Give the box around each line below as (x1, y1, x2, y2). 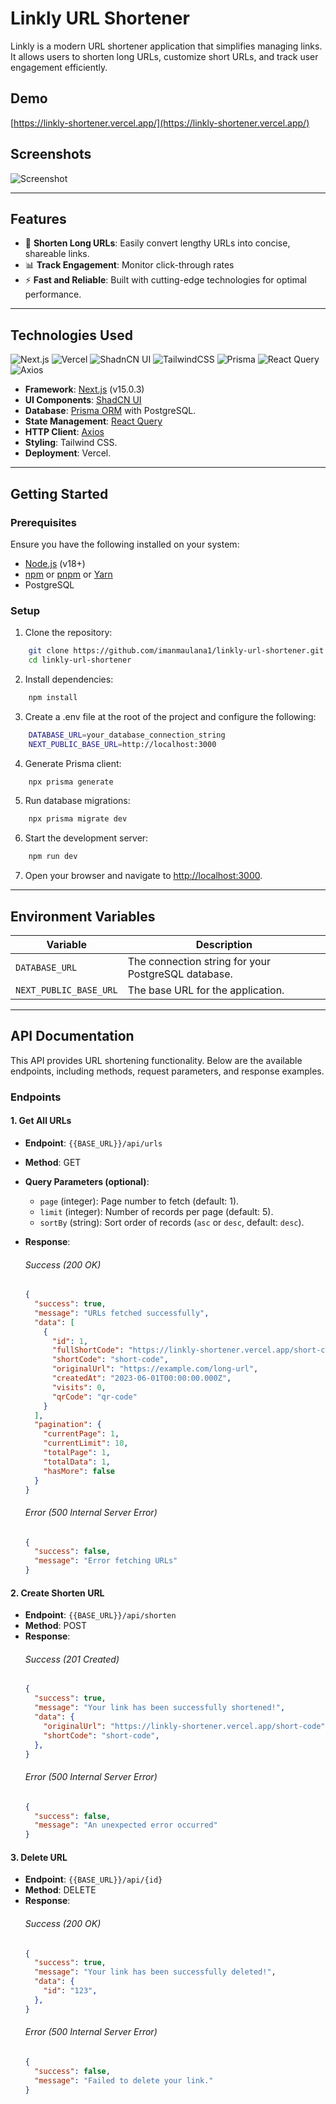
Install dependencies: (24, 673, 114, 685)
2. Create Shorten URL (10, 1587, 105, 1599)
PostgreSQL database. (127, 967, 233, 981)
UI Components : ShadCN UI (24, 394, 142, 406)
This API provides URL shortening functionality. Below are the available (10, 1054, 303, 1066)
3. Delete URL (10, 1851, 68, 1863)
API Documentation (10, 1028, 135, 1045)
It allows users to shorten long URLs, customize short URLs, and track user (10, 50, 319, 62)
